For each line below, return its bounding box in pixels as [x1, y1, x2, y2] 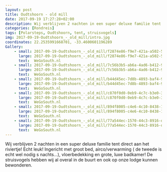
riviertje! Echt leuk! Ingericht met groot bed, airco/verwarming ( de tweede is [5, 146, 162, 152]
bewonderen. [5, 162, 32, 168]
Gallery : [5, 44, 23, 49]
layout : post [5, 7, 32, 12]
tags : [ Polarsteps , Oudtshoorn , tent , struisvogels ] [5, 30, 117, 35]
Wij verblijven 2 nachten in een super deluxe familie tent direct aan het [5, 141, 150, 147]
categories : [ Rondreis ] [5, 26, 55, 31]
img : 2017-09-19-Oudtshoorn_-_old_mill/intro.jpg [5, 35, 110, 40]
